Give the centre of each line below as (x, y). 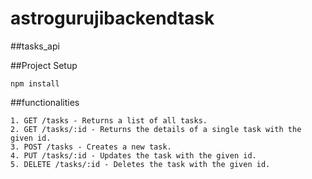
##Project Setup (44, 65)
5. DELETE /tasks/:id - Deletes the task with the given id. (140, 164)
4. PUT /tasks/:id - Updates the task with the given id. (133, 155)
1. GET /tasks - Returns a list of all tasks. (109, 120)
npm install (35, 83)
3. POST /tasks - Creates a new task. (91, 147)
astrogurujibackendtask (112, 18)
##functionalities (45, 102)
